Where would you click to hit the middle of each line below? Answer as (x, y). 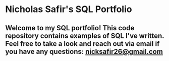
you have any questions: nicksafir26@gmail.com (84, 51)
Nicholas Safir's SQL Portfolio (69, 9)
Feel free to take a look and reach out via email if (82, 44)
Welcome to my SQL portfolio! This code (70, 28)
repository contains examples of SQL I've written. (85, 36)
